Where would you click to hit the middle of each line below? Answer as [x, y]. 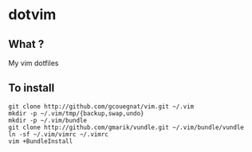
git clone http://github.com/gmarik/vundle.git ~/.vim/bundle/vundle [126, 127]
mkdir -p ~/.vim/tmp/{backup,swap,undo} [77, 113]
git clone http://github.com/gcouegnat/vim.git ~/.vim [101, 106]
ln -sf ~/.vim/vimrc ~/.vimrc [59, 134]
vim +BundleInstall [41, 141]
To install [31, 88]
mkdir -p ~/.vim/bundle [48, 120]
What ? [26, 44]
